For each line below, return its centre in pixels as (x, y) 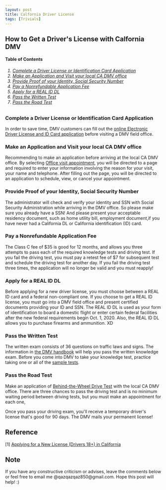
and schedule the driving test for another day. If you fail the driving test (78, 262)
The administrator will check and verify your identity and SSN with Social (80, 202)
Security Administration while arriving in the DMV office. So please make (79, 207)
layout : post (19, 10)
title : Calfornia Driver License (40, 14)
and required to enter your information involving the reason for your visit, (79, 168)
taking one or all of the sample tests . (42, 362)
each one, (15, 402)
